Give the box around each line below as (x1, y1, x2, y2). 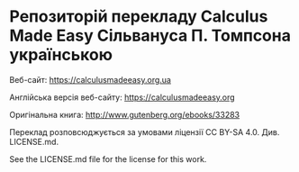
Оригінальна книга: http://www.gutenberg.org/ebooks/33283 (9, 109, 240, 120)
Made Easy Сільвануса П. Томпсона (9, 25, 291, 46)
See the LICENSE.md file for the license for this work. (9, 153, 207, 164)
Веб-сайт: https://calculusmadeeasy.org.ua (9, 74, 171, 85)
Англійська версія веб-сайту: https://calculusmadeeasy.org (9, 92, 236, 103)
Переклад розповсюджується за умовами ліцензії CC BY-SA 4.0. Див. (9, 126, 280, 137)
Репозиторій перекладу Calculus (9, 6, 268, 27)
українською (9, 45, 113, 65)
